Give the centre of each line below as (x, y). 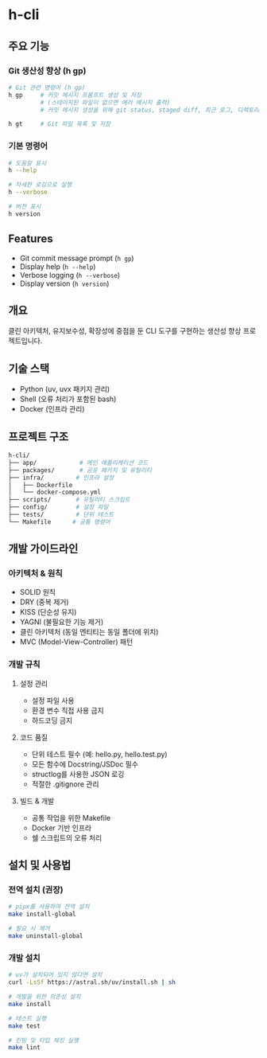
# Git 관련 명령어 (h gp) (47, 88)
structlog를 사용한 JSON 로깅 (78, 774)
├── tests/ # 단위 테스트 (61, 515)
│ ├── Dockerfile (41, 485)
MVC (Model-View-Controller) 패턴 (76, 642)
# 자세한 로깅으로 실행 (40, 185)
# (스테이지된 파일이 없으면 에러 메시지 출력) (105, 102)
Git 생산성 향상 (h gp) (47, 71)
